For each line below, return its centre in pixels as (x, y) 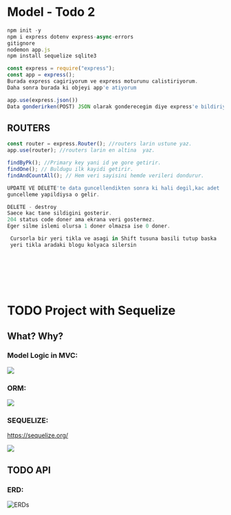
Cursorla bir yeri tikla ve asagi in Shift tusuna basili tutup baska (113, 239)
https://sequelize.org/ (38, 436)
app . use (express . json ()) (43, 100)
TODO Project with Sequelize (91, 311)
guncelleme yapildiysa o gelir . (53, 194)
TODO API (29, 470)
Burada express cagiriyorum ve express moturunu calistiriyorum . (102, 81)
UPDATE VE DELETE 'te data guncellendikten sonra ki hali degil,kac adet (113, 188)
